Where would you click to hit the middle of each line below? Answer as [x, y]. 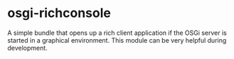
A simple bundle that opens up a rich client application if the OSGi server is [117, 33]
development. [27, 48]
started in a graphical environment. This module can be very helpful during [117, 40]
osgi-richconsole [59, 13]
